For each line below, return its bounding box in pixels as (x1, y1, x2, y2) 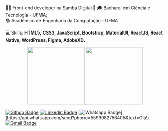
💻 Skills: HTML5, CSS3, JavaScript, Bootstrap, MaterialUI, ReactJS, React (5, 30, 163, 36)
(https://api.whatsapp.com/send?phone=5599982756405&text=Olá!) (5, 115, 149, 121)
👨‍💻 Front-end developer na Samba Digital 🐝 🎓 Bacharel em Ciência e (5, 5, 150, 11)
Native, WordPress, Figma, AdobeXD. (5, 37, 86, 43)
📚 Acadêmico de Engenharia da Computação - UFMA (5, 18, 118, 23)
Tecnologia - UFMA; (5, 12, 47, 18)
